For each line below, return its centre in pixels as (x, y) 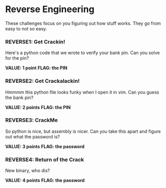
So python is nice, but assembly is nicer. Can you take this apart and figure (83, 131)
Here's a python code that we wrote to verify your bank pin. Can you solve (82, 53)
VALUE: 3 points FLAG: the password (45, 146)
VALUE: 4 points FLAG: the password (45, 180)
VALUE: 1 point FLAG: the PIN (36, 68)
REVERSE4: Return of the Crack (45, 159)
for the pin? (17, 58)
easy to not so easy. (26, 28)
